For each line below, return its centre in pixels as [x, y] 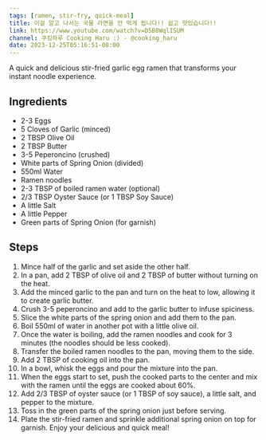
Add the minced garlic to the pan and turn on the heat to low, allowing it [138, 292]
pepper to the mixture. [57, 402]
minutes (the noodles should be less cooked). [95, 343]
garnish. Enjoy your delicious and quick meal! [95, 427]
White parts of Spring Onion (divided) [82, 163]
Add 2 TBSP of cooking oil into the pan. [85, 359]
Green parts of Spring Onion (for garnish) [88, 222]
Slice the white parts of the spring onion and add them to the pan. [129, 317]
